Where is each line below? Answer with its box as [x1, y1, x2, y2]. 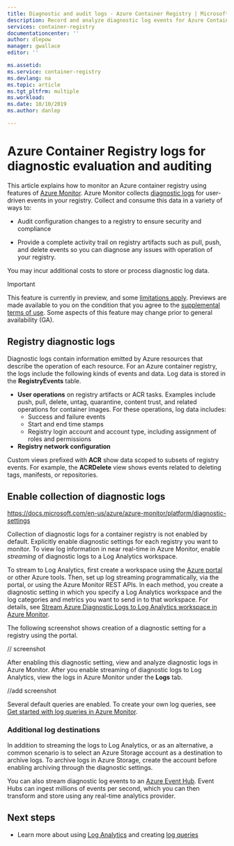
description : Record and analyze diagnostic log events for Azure [7, 17, 204, 24]
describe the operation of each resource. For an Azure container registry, [7, 362, 218, 370]
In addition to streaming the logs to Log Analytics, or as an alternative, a [7, 741, 214, 749]
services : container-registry [7, 23, 95, 30]
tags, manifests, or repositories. [7, 470, 99, 479]
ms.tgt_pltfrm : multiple [7, 88, 79, 95]
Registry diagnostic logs [7, 336, 116, 348]
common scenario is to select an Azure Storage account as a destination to [7, 748, 223, 757]
